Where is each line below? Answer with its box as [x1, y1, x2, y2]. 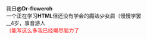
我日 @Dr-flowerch [6, 5, 53, 12]
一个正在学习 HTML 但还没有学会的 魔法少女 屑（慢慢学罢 [6, 12, 142, 19]
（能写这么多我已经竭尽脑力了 [6, 27, 79, 34]
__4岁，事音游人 [6, 20, 46, 26]
